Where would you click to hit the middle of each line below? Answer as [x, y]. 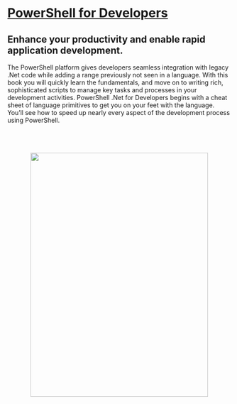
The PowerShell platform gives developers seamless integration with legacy [118, 67]
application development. [65, 50]
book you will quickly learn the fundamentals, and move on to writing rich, [115, 82]
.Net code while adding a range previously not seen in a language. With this [118, 75]
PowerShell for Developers [88, 13]
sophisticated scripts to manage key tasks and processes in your [102, 90]
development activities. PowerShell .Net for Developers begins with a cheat [117, 98]
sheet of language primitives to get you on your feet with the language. [111, 105]
